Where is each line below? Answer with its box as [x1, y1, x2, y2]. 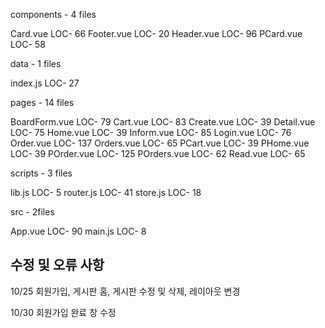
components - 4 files [10, 9, 97, 20]
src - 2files [10, 206, 55, 218]
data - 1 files [10, 58, 62, 69]
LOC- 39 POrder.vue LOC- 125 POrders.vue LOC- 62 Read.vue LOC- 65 [10, 148, 306, 159]
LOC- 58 [10, 39, 46, 50]
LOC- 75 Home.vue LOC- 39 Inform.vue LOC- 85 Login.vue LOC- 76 [10, 127, 292, 138]
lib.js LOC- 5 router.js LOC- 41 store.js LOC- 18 [10, 187, 202, 198]
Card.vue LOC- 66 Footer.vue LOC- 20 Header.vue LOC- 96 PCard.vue [10, 28, 303, 39]
